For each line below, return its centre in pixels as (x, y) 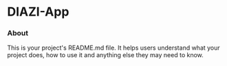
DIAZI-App (38, 12)
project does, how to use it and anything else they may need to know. (106, 55)
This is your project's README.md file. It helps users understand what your (113, 48)
